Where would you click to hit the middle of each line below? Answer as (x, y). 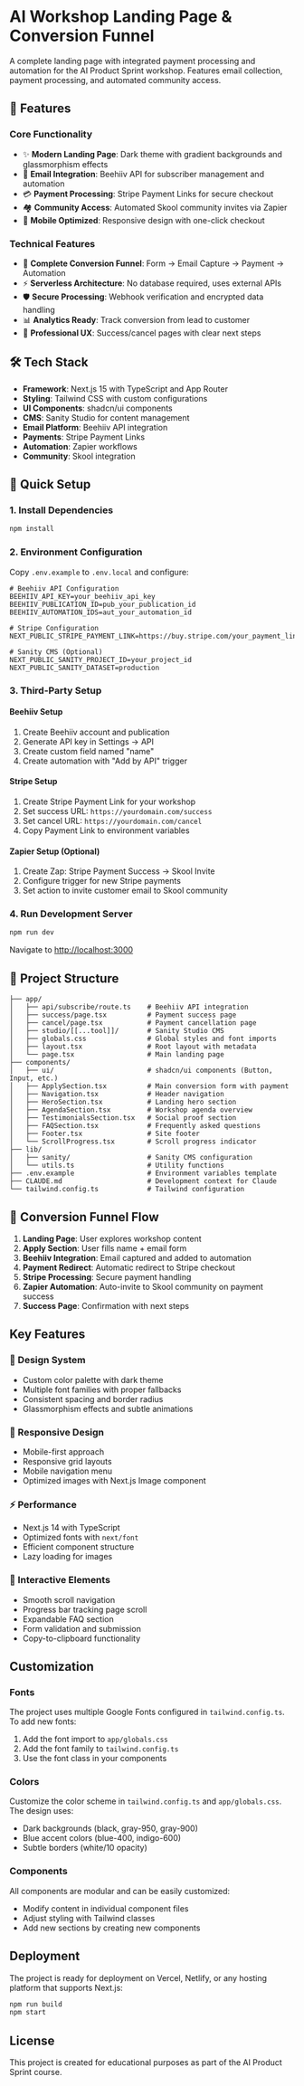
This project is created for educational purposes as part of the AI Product (146, 2062)
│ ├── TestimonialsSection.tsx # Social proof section (123, 1118)
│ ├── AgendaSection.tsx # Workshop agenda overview (131, 1110)
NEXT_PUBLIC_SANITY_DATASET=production (85, 668)
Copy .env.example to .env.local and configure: (99, 572)
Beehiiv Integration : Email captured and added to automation (137, 1257)
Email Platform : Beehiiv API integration (95, 427)
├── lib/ (26, 1150)
